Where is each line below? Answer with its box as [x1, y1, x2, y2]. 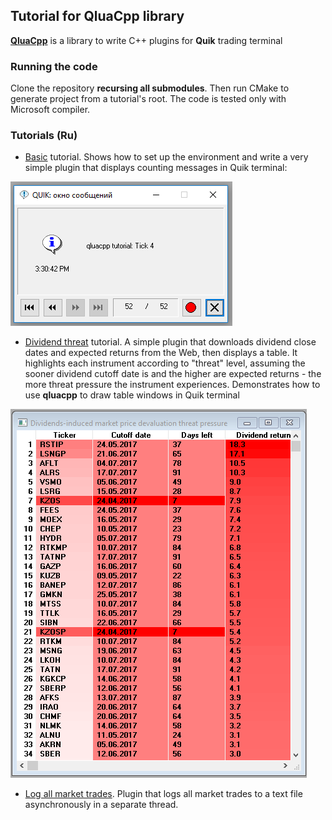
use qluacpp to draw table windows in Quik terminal [24, 389, 240, 401]
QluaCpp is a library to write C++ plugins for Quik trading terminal [10, 34, 283, 46]
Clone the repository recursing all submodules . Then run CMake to [10, 82, 290, 94]
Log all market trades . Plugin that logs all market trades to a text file [24, 788, 303, 800]
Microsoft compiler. [10, 104, 91, 116]
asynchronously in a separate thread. [24, 799, 179, 811]
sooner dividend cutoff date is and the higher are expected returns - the [24, 368, 322, 380]
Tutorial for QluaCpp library [10, 8, 185, 25]
